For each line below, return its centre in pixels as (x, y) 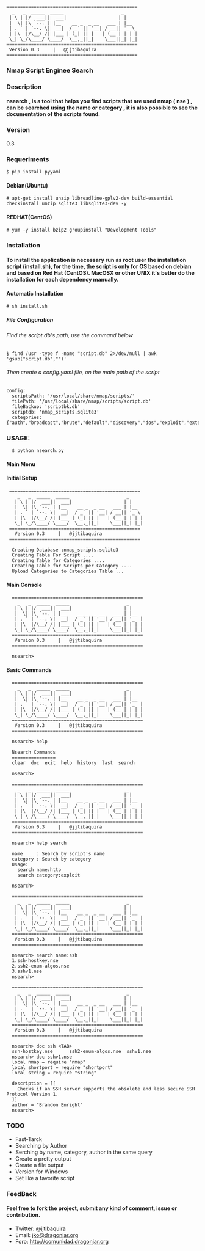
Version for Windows (41, 1172)
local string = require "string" (54, 1073)
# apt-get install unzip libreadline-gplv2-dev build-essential (90, 199)
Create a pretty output (43, 1158)
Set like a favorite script (45, 1178)
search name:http (39, 870)
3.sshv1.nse (27, 972)
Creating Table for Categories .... (58, 561)
